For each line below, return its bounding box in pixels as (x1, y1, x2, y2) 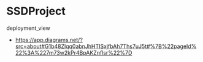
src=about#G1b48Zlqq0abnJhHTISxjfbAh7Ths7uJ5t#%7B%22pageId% (15, 43, 197, 50)
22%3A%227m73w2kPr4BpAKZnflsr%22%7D (15, 49, 132, 56)
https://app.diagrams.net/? (15, 36, 83, 43)
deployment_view (6, 24, 50, 32)
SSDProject (6, 4, 66, 18)
